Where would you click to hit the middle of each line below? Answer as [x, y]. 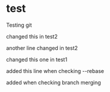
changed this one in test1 [37, 59]
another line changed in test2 [42, 48]
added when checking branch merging [54, 83]
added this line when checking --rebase [55, 71]
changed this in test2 [32, 36]
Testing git [19, 25]
